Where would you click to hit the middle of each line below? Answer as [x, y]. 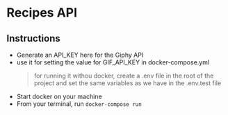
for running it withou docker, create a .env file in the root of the [124, 76]
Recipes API [42, 13]
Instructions [33, 38]
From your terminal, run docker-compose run [79, 104]
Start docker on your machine [59, 96]
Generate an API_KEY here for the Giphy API [80, 55]
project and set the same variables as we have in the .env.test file [128, 83]
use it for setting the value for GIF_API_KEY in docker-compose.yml [113, 62]
